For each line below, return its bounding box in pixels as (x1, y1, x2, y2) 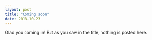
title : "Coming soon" (5, 12, 50, 17)
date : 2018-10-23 (5, 16, 41, 21)
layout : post (5, 7, 32, 12)
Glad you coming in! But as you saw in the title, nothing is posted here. (5, 30, 148, 36)
